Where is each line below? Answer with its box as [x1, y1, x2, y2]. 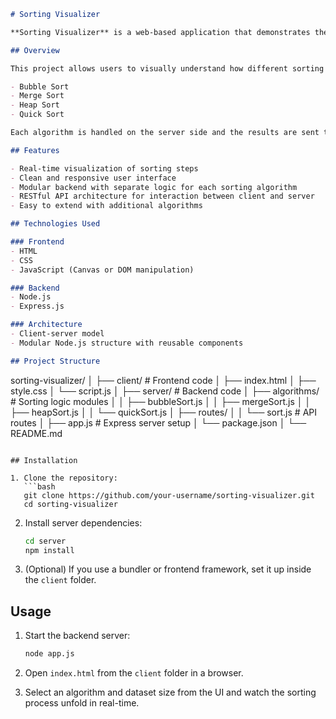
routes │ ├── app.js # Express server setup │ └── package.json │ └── [10, 416, 307, 429]
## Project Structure [10, 356, 101, 366]
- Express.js [10, 301, 65, 312]
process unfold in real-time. [24, 697, 140, 709]
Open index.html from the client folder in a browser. [24, 667, 244, 679]
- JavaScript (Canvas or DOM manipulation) [10, 265, 195, 275]
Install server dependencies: [24, 516, 143, 529]
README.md [10, 427, 63, 439]
